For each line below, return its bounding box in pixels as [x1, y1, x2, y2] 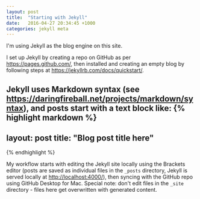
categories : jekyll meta [6, 25, 69, 32]
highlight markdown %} [6, 112, 98, 122]
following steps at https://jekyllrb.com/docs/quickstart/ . [6, 67, 145, 74]
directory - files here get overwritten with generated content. [6, 186, 158, 194]
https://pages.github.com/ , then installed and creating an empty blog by [6, 60, 185, 68]
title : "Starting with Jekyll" [6, 14, 87, 21]
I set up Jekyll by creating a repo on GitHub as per [6, 54, 131, 61]
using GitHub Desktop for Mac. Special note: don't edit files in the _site [6, 180, 184, 187]
